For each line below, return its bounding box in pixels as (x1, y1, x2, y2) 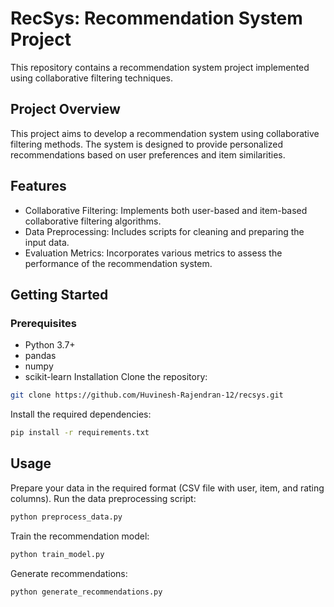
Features (10, 178, 67, 195)
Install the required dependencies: (10, 408, 152, 421)
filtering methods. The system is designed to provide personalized (10, 138, 284, 150)
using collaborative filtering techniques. (10, 72, 173, 84)
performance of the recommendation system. (24, 257, 213, 269)
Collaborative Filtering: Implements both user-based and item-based (24, 204, 308, 216)
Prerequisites (10, 316, 77, 330)
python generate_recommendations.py (10, 587, 163, 597)
